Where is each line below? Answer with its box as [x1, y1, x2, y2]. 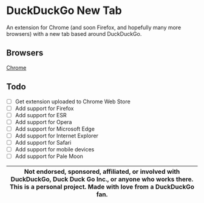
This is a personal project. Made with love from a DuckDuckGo [9, 183, 195, 191]
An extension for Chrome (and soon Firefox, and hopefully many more [6, 24, 182, 31]
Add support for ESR [15, 111, 67, 119]
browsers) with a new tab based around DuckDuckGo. [6, 30, 142, 37]
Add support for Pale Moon [15, 153, 84, 160]
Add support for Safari [15, 139, 72, 146]
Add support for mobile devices [15, 146, 95, 153]
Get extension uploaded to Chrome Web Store [15, 98, 131, 105]
